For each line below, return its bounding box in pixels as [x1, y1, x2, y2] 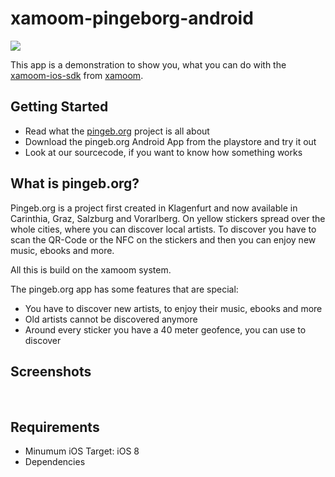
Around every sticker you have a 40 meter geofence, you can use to [24, 323, 307, 336]
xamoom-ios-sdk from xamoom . [10, 69, 144, 81]
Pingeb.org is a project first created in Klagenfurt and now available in [10, 202, 298, 214]
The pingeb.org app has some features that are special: [10, 283, 239, 295]
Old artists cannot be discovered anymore [24, 313, 198, 325]
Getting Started [10, 98, 109, 116]
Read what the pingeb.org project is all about [24, 125, 210, 137]
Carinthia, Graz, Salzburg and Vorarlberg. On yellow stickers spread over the [10, 212, 326, 224]
